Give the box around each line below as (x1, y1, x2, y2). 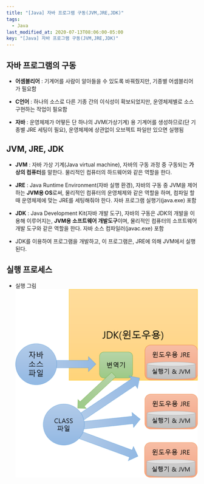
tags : (6, 16, 20, 22)
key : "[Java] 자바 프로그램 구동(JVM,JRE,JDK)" (6, 35, 119, 42)
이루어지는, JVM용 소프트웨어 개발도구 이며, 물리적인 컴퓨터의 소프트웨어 (26, 217, 197, 224)
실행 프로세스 (6, 265, 53, 275)
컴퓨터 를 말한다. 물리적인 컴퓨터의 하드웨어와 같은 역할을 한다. (26, 168, 172, 176)
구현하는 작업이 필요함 (15, 105, 68, 112)
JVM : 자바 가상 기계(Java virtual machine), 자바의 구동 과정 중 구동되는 (15, 161, 188, 168)
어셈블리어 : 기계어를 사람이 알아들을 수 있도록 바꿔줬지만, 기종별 (15, 77, 168, 84)
